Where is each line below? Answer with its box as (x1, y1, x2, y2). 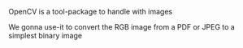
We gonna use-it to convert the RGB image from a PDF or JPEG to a (8, 22, 236, 31)
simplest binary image (8, 31, 83, 40)
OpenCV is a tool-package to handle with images (8, 7, 173, 16)
